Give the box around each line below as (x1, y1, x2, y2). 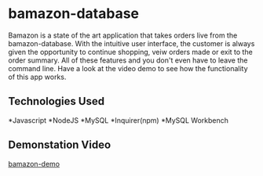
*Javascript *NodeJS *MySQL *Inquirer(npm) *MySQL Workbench (8, 115, 229, 125)
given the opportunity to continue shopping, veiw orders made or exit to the (8, 47, 253, 56)
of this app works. (8, 72, 67, 81)
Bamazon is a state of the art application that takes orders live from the (8, 31, 238, 40)
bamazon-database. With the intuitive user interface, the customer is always (8, 38, 255, 48)
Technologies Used (8, 95, 104, 108)
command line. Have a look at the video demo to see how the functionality (8, 63, 249, 73)
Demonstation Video (8, 138, 111, 152)
